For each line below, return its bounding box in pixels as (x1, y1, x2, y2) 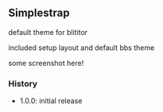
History (8, 78, 38, 89)
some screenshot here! (8, 58, 84, 68)
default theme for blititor (8, 27, 88, 37)
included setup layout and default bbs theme (8, 43, 155, 52)
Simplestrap (8, 6, 70, 20)
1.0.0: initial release (19, 96, 83, 106)
